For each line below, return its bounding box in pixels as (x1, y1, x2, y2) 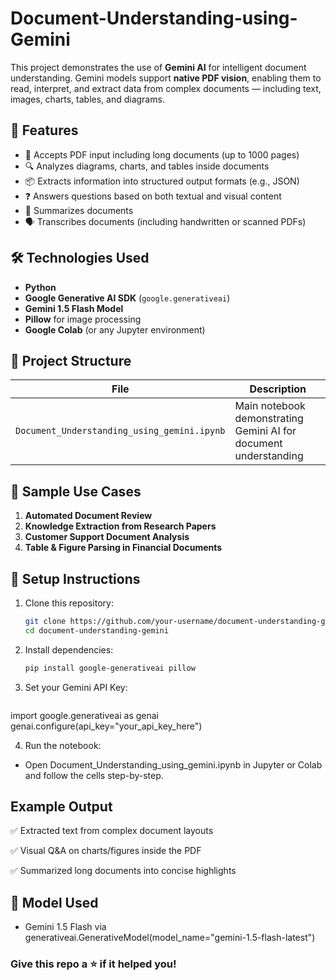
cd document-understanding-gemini (24, 625, 169, 636)
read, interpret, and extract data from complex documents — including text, (10, 82, 322, 94)
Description (249, 382, 307, 396)
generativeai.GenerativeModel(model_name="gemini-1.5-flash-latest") (24, 932, 316, 944)
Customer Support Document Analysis (24, 531, 190, 543)
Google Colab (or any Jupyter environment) (24, 323, 206, 336)
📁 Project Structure (10, 352, 132, 369)
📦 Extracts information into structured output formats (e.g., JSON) (24, 175, 300, 187)
